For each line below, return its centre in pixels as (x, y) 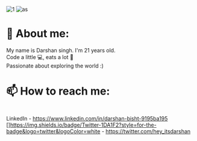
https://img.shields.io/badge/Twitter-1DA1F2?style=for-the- (83, 125)
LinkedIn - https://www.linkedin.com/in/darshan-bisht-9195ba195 (87, 118)
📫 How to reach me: (58, 91)
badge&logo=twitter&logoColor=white (53, 131)
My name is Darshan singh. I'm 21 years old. (61, 50)
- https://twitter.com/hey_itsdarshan (146, 131)
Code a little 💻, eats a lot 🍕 (40, 57)
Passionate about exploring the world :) (55, 66)
